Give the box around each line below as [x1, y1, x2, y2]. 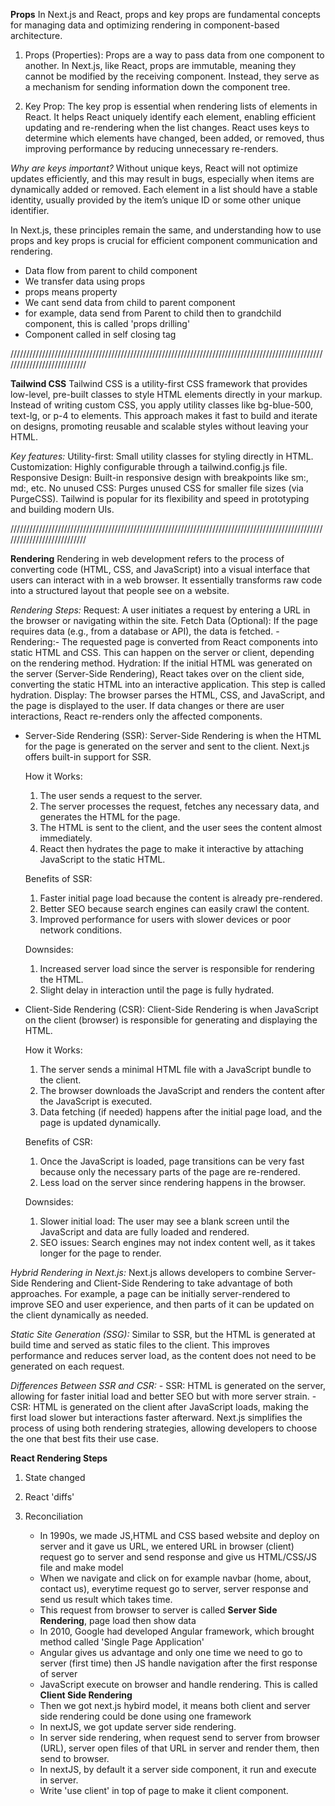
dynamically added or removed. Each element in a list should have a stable [10, 184, 318, 195]
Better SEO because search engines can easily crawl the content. [39, 903, 310, 914]
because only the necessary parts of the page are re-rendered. [39, 1166, 301, 1178]
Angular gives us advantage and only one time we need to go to [39, 1647, 303, 1658]
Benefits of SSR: [24, 873, 93, 884]
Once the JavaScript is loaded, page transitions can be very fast [39, 1155, 305, 1167]
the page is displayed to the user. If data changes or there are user [10, 700, 285, 711]
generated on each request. [10, 1360, 125, 1372]
